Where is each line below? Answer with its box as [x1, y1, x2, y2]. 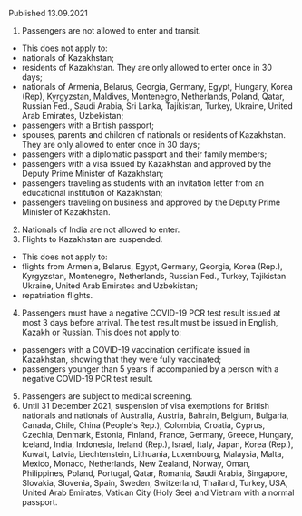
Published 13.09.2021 [8, 8, 88, 18]
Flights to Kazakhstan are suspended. [21, 234, 163, 244]
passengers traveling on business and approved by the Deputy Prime [21, 197, 281, 208]
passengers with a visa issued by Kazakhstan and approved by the [21, 159, 272, 169]
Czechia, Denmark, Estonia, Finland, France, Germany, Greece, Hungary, [21, 430, 294, 440]
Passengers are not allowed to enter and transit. [21, 25, 201, 35]
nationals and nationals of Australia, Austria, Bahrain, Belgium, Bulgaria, [21, 410, 289, 421]
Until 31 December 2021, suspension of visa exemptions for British [21, 401, 269, 411]
